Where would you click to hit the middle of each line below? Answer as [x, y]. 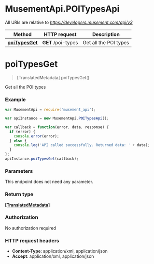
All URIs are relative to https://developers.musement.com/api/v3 [69, 22]
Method [22, 34]
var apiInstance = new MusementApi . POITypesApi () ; [57, 118]
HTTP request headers [32, 240]
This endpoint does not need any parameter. [49, 182]
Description [106, 34]
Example [15, 99]
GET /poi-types [60, 42]
